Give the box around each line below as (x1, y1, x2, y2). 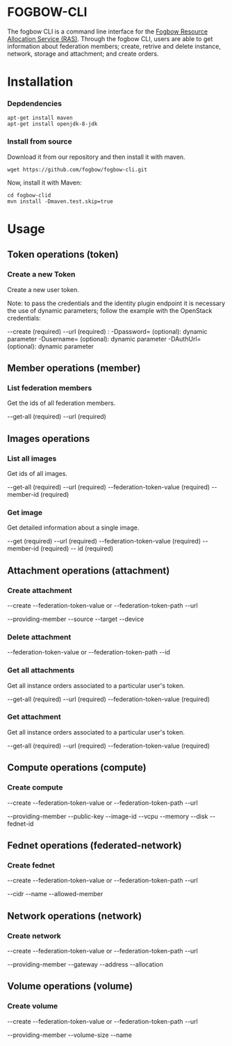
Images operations (7, 433, 90, 445)
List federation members (7, 383, 92, 392)
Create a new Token (7, 270, 76, 279)
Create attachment (7, 585, 72, 595)
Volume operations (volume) (7, 980, 133, 992)
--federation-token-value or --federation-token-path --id (7, 648, 170, 656)
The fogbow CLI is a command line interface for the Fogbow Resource (7, 27, 208, 36)
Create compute (7, 783, 63, 792)
